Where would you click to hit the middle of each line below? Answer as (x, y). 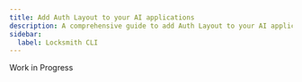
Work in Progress (41, 68)
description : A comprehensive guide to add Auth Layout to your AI (138, 26)
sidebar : (26, 34)
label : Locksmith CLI (58, 42)
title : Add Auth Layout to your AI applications (102, 17)
